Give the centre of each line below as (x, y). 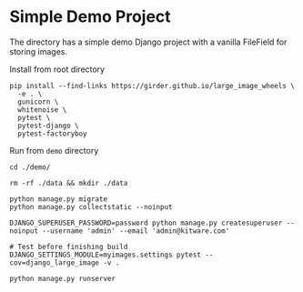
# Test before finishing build (69, 247)
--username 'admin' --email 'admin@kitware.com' (136, 231)
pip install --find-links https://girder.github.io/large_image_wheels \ (152, 86)
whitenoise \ (42, 110)
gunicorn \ (38, 102)
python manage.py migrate (58, 199)
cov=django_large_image (55, 262)
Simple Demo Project (90, 17)
